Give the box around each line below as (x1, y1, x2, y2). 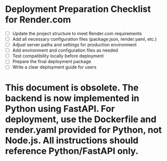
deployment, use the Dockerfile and (5, 113, 157, 125)
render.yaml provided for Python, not (5, 124, 162, 135)
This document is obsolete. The (5, 82, 139, 93)
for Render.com (5, 14, 71, 25)
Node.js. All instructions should (5, 135, 139, 146)
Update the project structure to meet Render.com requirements (12, 30, 142, 36)
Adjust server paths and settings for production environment (12, 42, 137, 48)
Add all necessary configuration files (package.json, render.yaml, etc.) (12, 36, 157, 42)
